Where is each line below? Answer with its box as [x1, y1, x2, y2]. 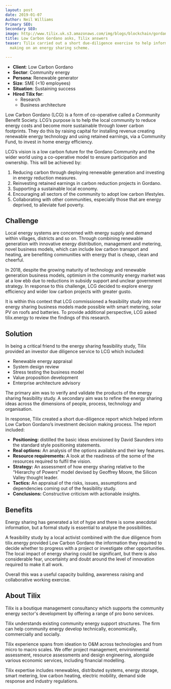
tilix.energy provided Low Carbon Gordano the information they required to [5, 540, 162, 546]
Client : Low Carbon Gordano [12, 64, 74, 70]
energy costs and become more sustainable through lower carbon [5, 122, 144, 128]
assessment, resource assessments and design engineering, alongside [5, 652, 154, 658]
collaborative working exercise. [5, 577, 71, 583]
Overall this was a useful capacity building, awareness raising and [5, 571, 144, 577]
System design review [12, 364, 60, 370]
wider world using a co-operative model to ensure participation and [5, 154, 147, 160]
